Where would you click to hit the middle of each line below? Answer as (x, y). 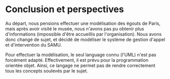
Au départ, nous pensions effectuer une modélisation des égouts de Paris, (83, 23)
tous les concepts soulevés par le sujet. (47, 71)
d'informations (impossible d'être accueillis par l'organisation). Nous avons (83, 34)
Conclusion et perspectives (65, 9)
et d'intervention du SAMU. (33, 45)
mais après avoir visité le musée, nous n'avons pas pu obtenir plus (75, 28)
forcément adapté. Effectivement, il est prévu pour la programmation (77, 60)
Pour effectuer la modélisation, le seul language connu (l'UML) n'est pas (81, 55)
